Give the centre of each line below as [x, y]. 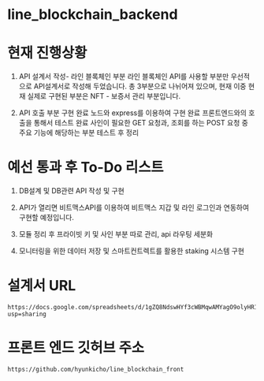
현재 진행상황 [47, 53]
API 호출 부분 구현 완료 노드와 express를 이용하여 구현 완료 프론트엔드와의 [133, 113]
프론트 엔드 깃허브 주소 [76, 348]
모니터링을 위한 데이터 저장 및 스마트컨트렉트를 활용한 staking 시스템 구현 [132, 251]
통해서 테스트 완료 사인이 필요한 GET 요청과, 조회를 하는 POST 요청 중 [141, 123]
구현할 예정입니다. [46, 218]
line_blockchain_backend [93, 15]
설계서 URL [42, 286]
